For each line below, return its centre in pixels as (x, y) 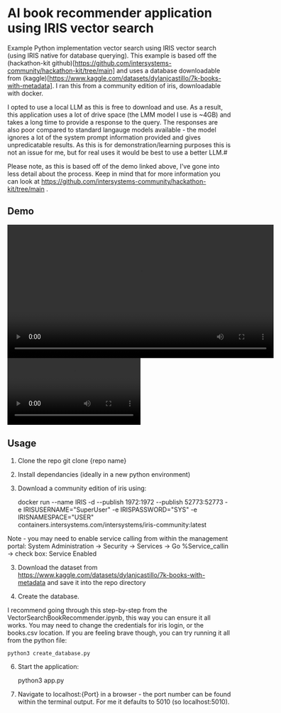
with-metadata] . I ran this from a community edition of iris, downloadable (114, 85)
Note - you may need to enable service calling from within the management (118, 538)
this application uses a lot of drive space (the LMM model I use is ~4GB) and (119, 115)
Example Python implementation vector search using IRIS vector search (112, 48)
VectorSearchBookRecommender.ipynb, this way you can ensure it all (109, 618)
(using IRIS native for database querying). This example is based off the (112, 56)
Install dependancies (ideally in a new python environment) (104, 474)
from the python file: (37, 640)
